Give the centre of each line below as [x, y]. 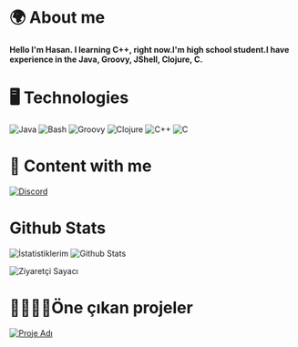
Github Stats [58, 228]
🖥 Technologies [69, 97]
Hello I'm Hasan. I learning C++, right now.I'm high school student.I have [149, 49]
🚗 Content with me [81, 166]
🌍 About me [57, 18]
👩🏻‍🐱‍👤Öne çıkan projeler [101, 307]
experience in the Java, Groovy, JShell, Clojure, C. [106, 59]
